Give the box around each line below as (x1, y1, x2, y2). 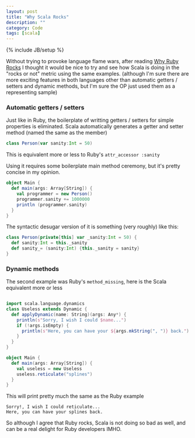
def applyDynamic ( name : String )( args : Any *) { (11, 312, 127, 317)
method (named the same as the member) (6, 129, 107, 136)
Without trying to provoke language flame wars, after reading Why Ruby (6, 58, 179, 65)
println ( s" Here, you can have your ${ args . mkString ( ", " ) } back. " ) (21, 328, 190, 334)
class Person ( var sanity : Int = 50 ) (6, 141, 93, 146)
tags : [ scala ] (6, 30, 41, 36)
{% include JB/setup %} (6, 46, 64, 53)
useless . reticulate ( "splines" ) (16, 371, 93, 377)
